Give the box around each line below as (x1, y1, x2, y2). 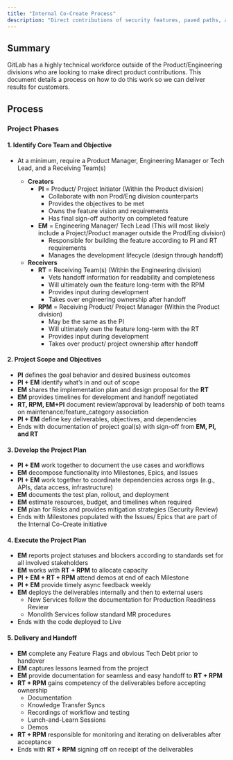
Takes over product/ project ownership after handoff (48, 339, 198, 348)
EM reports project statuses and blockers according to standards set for (17, 551, 224, 559)
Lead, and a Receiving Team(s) (17, 164, 106, 172)
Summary (7, 42, 51, 54)
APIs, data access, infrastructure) (17, 483, 113, 491)
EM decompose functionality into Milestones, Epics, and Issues (17, 468, 198, 477)
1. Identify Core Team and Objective (7, 141, 112, 149)
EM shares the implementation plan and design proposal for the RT (17, 386, 209, 394)
